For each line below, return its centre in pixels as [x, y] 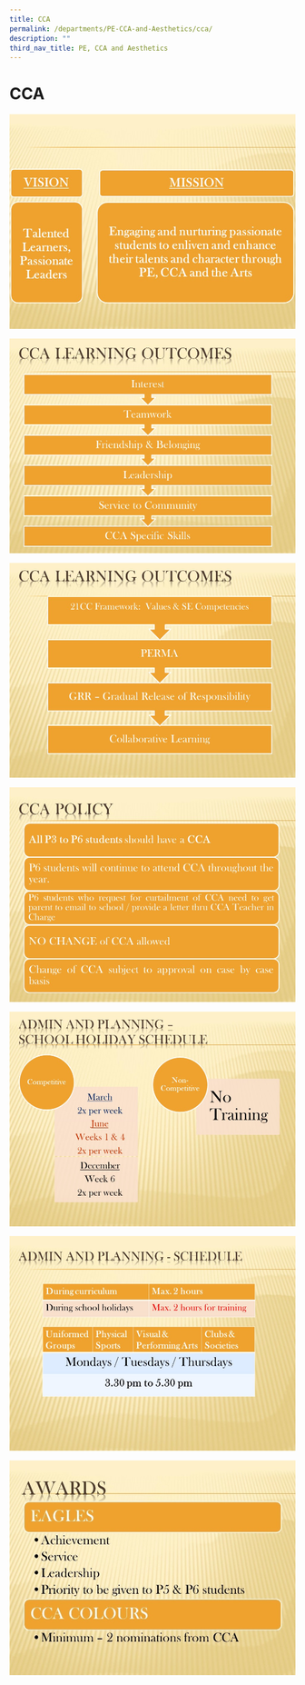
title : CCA [30, 19]
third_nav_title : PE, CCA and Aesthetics [89, 48]
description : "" [40, 38]
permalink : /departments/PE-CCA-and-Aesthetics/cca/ [111, 29]
